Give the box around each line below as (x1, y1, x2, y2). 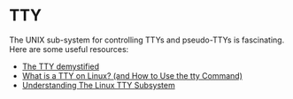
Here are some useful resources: (9, 43, 129, 54)
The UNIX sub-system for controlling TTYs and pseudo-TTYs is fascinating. (9, 34, 285, 45)
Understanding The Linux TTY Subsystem (21, 80, 175, 90)
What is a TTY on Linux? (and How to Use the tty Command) (21, 70, 243, 80)
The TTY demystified (21, 61, 100, 72)
